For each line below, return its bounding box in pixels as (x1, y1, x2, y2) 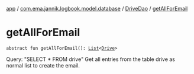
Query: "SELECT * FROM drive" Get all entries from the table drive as (6, 56, 176, 63)
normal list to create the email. (6, 62, 80, 69)
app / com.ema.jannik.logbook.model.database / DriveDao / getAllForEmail (6, 5, 188, 12)
